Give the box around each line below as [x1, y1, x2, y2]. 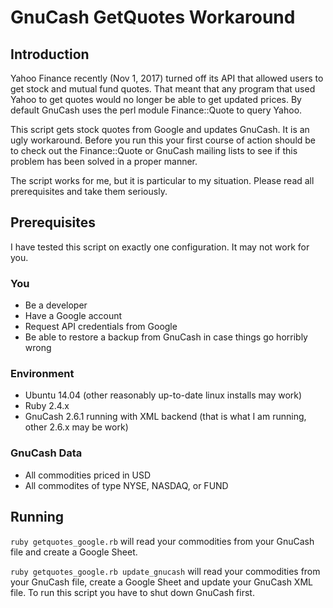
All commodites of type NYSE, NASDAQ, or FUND [24, 479, 229, 491]
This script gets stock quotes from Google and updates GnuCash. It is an [10, 124, 310, 135]
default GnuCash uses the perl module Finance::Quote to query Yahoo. [10, 104, 303, 116]
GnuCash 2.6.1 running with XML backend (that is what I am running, [24, 411, 307, 423]
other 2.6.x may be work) [24, 421, 129, 433]
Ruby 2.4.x [24, 400, 70, 412]
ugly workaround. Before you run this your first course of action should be [10, 134, 317, 146]
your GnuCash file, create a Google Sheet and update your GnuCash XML [10, 576, 313, 588]
